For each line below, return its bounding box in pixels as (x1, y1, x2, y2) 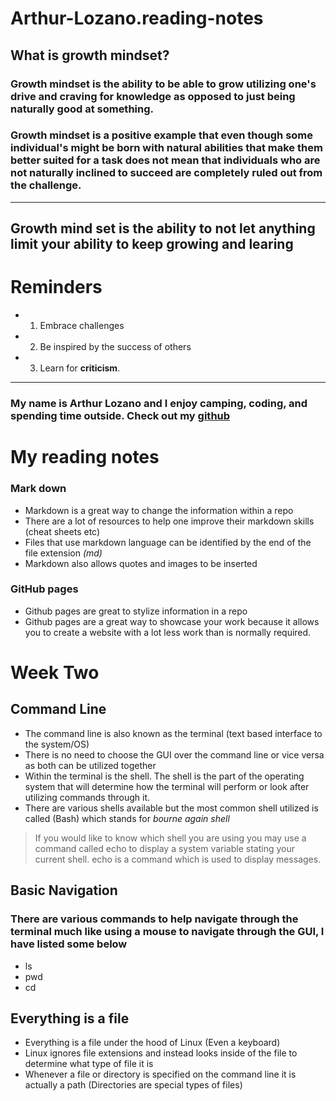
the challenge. (10, 178, 82, 192)
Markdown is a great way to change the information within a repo (24, 504, 294, 516)
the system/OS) (24, 738, 90, 750)
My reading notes (10, 446, 160, 469)
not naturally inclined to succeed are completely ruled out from (10, 166, 323, 180)
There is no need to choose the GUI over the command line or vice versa (24, 748, 325, 761)
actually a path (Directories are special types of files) (24, 1079, 243, 1091)
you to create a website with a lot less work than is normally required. (24, 626, 312, 638)
